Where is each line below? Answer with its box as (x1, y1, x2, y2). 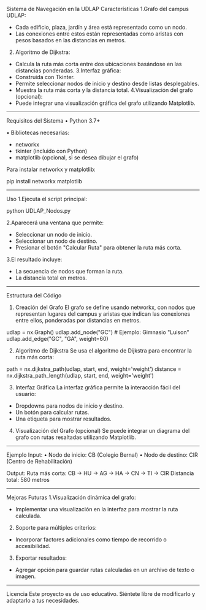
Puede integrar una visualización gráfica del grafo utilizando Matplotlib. (15, 99, 196, 107)
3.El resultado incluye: (6, 256, 63, 263)
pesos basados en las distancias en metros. (15, 37, 126, 44)
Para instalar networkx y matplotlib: (6, 166, 96, 173)
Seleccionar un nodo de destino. (15, 237, 98, 245)
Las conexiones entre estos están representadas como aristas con (15, 30, 184, 37)
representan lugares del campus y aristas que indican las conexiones (15, 310, 191, 318)
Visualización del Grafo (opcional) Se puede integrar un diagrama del (15, 427, 190, 434)
